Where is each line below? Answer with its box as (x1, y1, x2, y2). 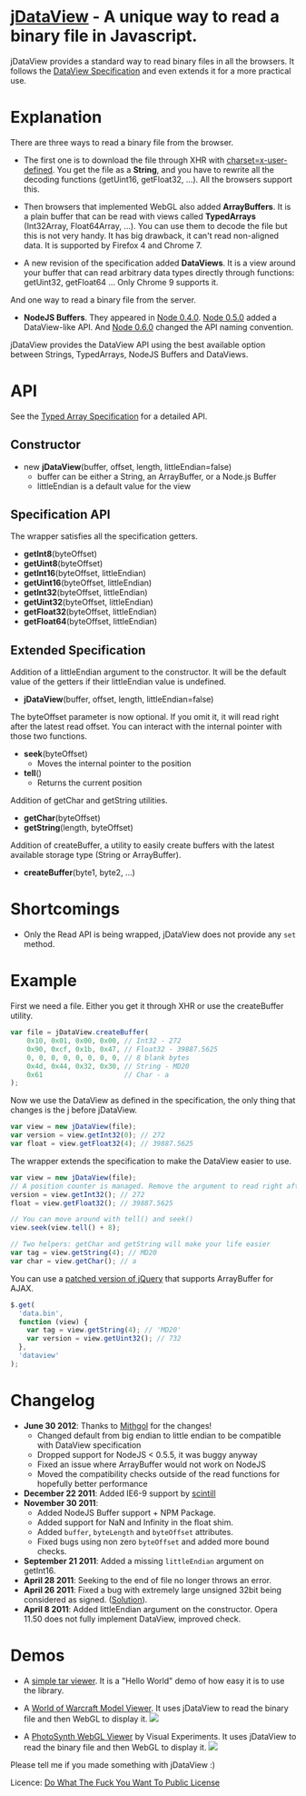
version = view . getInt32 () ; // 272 (10, 1190, 145, 1199)
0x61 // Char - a (26, 1070, 170, 1079)
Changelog (10, 1390, 95, 1411)
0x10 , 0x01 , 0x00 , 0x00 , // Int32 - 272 (26, 1036, 182, 1045)
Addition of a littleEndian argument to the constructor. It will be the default (10, 666, 287, 678)
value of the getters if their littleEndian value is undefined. (10, 676, 226, 687)
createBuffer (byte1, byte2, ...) (23, 867, 135, 878)
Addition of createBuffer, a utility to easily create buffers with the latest (10, 840, 275, 851)
